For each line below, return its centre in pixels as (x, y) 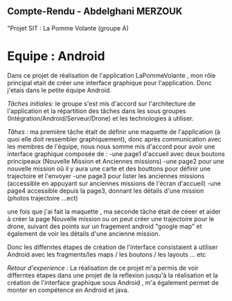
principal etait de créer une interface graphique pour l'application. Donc (110, 83)
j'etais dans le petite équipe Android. (60, 90)
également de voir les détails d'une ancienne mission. (84, 233)
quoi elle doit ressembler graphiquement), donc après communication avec (114, 139)
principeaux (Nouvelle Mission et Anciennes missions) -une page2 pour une (116, 161)
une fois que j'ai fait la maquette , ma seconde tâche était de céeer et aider (114, 212)
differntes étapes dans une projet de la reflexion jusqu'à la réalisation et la (113, 275)
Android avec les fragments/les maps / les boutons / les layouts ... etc (107, 254)
